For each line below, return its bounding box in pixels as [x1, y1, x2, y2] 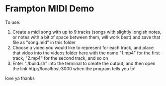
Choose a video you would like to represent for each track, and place [12, 44, 154, 50]
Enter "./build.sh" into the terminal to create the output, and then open [12, 60, 156, 66]
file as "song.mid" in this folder [12, 39, 76, 45]
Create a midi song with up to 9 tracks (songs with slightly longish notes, [12, 29, 162, 35]
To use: [5, 19, 21, 25]
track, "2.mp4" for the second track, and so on [12, 55, 108, 61]
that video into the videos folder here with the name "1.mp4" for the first [12, 50, 160, 56]
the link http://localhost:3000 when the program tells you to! [12, 65, 136, 72]
